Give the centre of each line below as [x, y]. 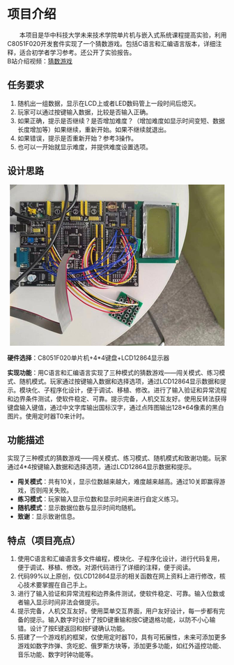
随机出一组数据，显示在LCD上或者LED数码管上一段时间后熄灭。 [109, 103]
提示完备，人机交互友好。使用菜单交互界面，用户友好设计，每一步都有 [118, 611]
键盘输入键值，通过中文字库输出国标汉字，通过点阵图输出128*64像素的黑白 [116, 407]
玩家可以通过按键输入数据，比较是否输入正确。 [84, 112]
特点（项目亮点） [44, 541]
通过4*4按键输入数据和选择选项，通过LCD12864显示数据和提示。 [101, 467]
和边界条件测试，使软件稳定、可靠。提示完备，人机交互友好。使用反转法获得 [117, 399]
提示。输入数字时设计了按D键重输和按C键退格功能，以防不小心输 [123, 620]
